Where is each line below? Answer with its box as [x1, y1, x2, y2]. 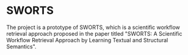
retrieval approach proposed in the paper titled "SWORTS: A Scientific [6, 30, 183, 37]
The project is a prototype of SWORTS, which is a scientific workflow [6, 24, 180, 31]
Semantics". [6, 43, 37, 50]
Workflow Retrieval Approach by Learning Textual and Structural [6, 36, 168, 44]
